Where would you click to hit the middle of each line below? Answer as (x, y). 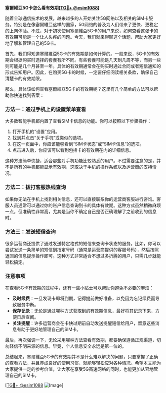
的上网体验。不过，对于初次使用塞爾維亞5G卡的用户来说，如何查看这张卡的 (82, 31)
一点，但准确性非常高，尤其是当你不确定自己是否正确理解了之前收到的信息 (81, 211)
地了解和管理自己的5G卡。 (32, 43)
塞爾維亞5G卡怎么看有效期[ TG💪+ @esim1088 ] (52, 8)
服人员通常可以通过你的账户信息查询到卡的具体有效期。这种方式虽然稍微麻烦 (83, 205)
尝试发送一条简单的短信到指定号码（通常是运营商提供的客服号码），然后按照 (82, 250)
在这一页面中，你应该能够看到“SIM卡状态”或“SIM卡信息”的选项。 (78, 144)
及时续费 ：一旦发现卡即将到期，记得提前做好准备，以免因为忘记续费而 (84, 298)
